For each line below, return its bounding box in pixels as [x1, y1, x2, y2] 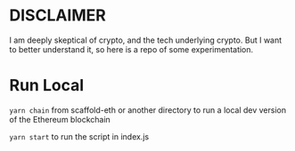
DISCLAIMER [9, 5, 107, 26]
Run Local [9, 75, 85, 96]
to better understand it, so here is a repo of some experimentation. [9, 44, 254, 54]
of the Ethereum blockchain [9, 114, 111, 124]
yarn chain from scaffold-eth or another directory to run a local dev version [9, 104, 287, 115]
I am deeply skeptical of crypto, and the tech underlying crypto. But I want [9, 35, 283, 45]
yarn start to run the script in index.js [9, 131, 150, 142]
